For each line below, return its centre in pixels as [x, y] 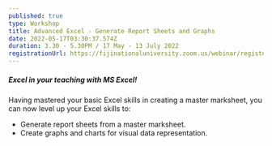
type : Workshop [34, 24]
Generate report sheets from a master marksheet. [103, 124]
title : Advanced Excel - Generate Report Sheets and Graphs [112, 31]
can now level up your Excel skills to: [70, 108]
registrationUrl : [38, 54]
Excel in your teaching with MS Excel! [73, 79]
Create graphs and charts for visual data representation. [114, 133]
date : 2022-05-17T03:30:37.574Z [63, 39]
